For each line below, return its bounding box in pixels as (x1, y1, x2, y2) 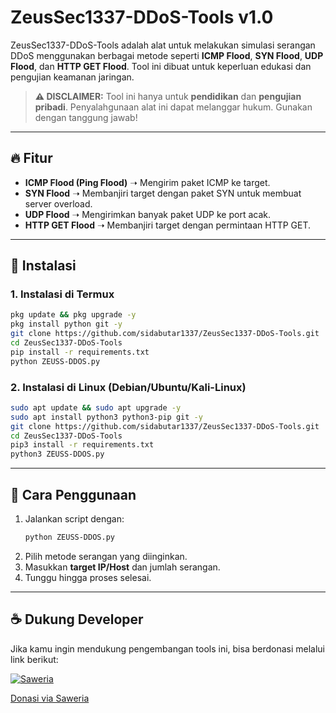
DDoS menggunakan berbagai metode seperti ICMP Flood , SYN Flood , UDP (10, 49, 324, 61)
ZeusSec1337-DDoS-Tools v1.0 (10, 6, 274, 29)
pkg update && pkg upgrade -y (10, 310, 137, 320)
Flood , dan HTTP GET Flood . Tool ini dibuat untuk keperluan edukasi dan (10, 60, 312, 72)
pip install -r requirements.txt (10, 347, 150, 357)
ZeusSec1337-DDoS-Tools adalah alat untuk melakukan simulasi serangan (10, 39, 316, 51)
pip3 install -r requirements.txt (10, 440, 155, 450)
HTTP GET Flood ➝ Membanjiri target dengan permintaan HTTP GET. (24, 219, 312, 231)
